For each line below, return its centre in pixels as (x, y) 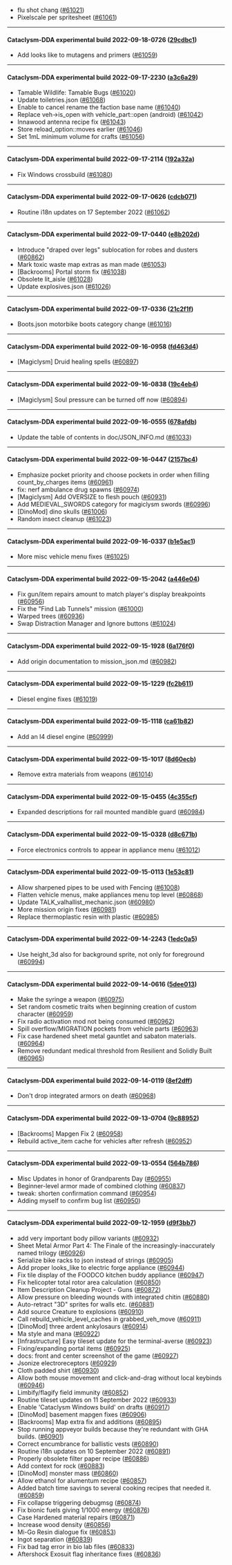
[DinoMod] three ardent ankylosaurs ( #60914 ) (83, 1327)
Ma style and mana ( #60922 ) (59, 1334)
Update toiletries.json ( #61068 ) (61, 100)
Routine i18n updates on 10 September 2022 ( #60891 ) (94, 1452)
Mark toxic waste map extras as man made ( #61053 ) (92, 265)
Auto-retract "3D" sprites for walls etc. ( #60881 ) (86, 1304)
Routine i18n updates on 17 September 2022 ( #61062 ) (94, 212)
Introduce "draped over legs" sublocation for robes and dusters (107, 250)
